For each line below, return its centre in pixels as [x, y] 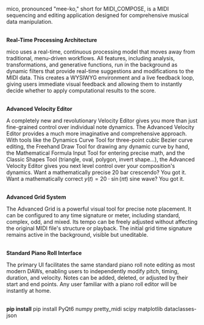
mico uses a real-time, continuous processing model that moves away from [101, 52]
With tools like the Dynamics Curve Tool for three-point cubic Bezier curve [100, 140]
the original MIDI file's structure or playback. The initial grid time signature [99, 228]
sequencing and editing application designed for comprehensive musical [97, 15]
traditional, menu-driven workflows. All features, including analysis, [91, 58]
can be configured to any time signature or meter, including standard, [93, 215]
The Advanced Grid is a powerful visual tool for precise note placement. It [99, 209]
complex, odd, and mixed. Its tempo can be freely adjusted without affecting [102, 222]
